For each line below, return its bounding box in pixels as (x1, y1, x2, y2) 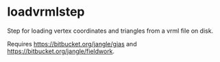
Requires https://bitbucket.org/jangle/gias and (7, 40, 137, 48)
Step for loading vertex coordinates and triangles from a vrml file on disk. (7, 27, 214, 35)
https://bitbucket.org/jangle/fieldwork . (7, 47, 115, 55)
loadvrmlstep (7, 4, 85, 20)
